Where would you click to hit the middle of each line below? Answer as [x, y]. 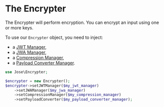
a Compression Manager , [38, 57]
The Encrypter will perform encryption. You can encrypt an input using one [82, 22]
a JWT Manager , [29, 47]
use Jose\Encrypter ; [27, 72]
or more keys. [19, 27]
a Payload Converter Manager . [44, 63]
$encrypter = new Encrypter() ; [38, 81]
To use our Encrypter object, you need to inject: [54, 37]
